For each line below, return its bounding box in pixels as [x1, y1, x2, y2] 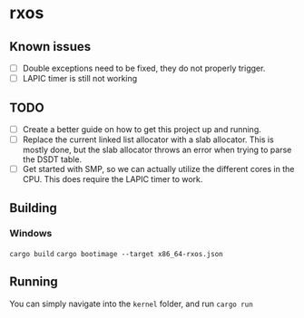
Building [9, 200, 57, 216]
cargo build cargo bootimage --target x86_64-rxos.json [9, 249, 224, 258]
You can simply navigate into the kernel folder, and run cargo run [9, 298, 254, 309]
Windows [9, 227, 53, 240]
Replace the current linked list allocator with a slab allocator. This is [22, 134, 274, 145]
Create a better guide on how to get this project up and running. [22, 123, 261, 134]
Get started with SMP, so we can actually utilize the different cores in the [22, 164, 295, 175]
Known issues [9, 39, 92, 54]
